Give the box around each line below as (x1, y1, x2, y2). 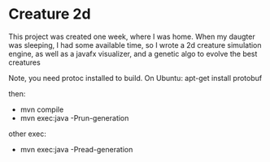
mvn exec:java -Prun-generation (20, 113, 129, 122)
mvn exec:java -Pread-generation (20, 144, 133, 154)
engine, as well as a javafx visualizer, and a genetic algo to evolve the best (8, 49, 258, 58)
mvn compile (20, 104, 64, 114)
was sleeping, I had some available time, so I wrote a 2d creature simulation (8, 40, 262, 49)
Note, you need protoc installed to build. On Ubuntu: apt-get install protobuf (8, 73, 263, 83)
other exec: (8, 129, 46, 139)
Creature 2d (8, 5, 91, 23)
